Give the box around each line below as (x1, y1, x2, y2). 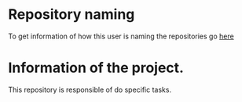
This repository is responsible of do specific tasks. (8, 85, 171, 94)
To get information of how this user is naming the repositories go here (8, 31, 234, 41)
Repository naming (8, 5, 135, 24)
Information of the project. (8, 59, 185, 77)
